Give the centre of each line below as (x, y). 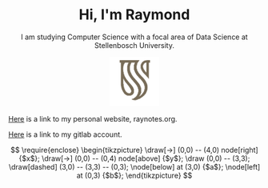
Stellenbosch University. (134, 45)
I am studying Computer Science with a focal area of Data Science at (134, 37)
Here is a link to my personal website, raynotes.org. (93, 119)
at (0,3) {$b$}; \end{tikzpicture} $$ (134, 176)
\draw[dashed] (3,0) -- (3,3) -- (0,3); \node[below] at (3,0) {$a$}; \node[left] (134, 167)
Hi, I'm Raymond (134, 15)
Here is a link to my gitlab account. (65, 134)
